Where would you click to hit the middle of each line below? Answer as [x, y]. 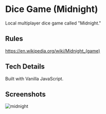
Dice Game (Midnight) [52, 9]
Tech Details [25, 67]
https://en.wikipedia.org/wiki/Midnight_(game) [53, 50]
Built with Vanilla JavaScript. [34, 78]
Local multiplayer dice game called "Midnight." [53, 23]
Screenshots [25, 94]
